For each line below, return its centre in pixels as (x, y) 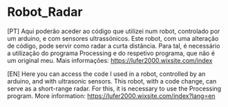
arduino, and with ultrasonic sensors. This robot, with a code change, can (112, 81)
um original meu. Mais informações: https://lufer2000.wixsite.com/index (110, 60)
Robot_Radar (45, 12)
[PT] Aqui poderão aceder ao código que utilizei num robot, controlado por (114, 31)
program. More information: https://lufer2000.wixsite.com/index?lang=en (111, 96)
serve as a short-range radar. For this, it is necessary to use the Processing (114, 88)
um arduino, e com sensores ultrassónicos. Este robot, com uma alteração (113, 38)
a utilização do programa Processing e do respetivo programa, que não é (111, 53)
